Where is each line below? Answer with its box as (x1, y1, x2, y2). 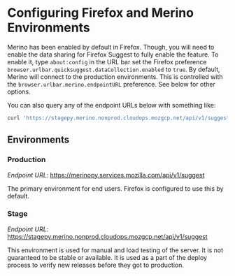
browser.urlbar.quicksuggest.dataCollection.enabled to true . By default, (7, 65, 220, 73)
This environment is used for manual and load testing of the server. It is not (7, 246, 224, 254)
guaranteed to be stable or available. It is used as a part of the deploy (7, 253, 208, 261)
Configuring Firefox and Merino (7, 5, 194, 21)
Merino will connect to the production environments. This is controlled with (7, 72, 223, 81)
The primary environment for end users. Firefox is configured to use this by (7, 184, 224, 193)
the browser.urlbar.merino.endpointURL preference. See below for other (7, 80, 215, 88)
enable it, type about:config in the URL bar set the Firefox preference (7, 57, 207, 66)
